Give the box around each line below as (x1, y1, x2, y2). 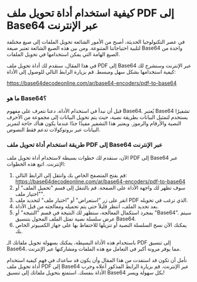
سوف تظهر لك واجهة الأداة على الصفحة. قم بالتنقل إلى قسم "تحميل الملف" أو (15, 184, 186, 191)
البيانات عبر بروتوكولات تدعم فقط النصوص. (6, 126, 101, 133)
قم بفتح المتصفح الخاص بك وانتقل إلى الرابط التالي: (15, 171, 128, 178)
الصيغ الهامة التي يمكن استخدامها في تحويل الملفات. (6, 50, 120, 57)
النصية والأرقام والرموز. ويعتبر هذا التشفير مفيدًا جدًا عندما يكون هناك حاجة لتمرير (6, 120, 181, 127)
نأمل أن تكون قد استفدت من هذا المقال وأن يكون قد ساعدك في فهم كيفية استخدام (6, 256, 187, 263)
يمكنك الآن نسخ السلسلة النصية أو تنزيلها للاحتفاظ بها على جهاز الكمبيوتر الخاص (15, 221, 187, 228)
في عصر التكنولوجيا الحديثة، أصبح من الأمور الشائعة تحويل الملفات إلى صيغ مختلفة (6, 38, 185, 45)
